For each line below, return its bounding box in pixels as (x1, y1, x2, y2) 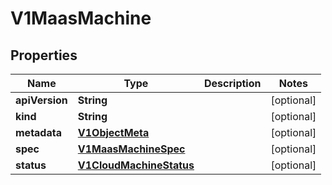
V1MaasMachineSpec (77, 142, 186, 156)
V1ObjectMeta (77, 126, 150, 139)
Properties (10, 47, 78, 64)
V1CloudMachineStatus (77, 158, 195, 172)
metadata (15, 126, 62, 139)
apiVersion (15, 93, 68, 107)
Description (204, 77, 262, 90)
